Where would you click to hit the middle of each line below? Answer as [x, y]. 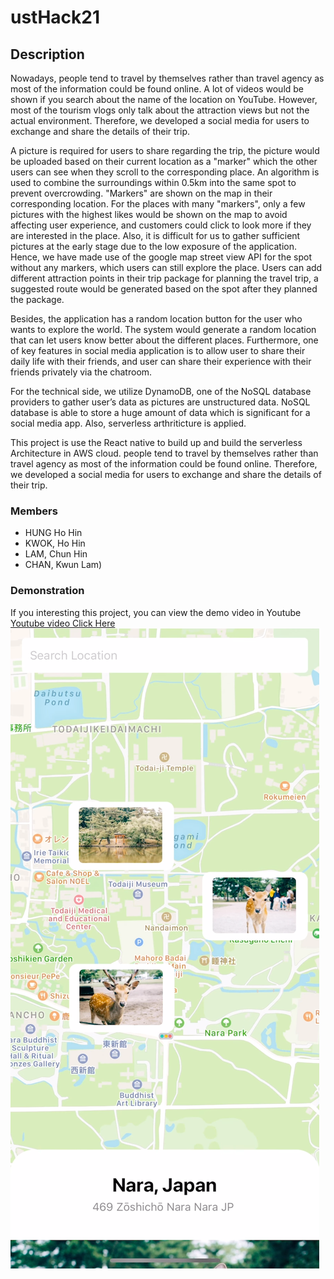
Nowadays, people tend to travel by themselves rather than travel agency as [167, 78]
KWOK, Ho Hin [55, 543]
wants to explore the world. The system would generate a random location [163, 329]
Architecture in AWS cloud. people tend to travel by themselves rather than [164, 453]
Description [47, 54]
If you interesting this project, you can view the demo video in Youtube [156, 612]
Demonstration [47, 591]
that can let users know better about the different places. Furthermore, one [164, 340]
